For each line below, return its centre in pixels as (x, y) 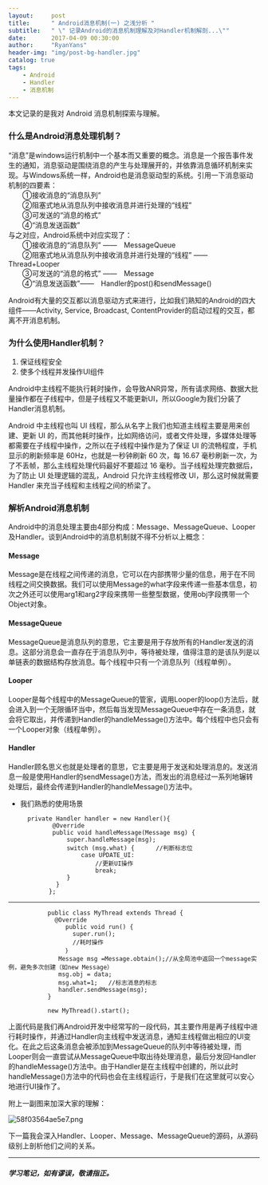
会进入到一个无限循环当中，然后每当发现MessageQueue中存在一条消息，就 (132, 709)
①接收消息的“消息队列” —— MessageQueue (99, 245)
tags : (17, 68)
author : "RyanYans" (48, 45)
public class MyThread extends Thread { (115, 913)
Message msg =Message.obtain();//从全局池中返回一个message (155, 959)
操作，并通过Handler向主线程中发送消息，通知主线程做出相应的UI (137, 1037)
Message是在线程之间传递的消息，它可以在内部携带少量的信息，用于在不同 (132, 575)
